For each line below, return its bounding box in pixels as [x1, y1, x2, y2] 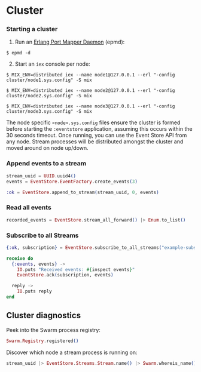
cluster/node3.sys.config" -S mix [6, 109, 93, 115]
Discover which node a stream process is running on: [6, 349, 138, 356]
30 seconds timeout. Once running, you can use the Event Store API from [6, 132, 187, 139]
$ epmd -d [6, 50, 31, 56]
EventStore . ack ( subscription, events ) [17, 272, 114, 278]
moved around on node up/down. [6, 145, 89, 152]
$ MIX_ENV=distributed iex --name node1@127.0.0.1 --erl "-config [6, 72, 175, 78]
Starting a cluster [6, 25, 58, 33]
